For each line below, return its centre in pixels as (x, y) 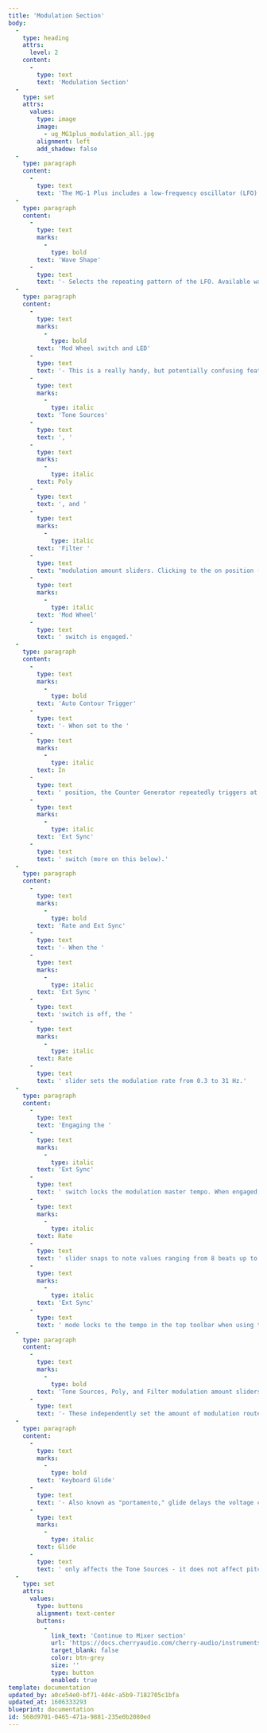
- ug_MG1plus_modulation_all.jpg (99, 134)
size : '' (65, 1665)
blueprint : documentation (51, 1710)
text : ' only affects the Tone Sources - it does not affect (140, 1569)
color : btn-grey (77, 1658)
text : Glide (57, 1547)
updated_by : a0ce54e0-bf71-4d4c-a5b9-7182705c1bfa (94, 1695)
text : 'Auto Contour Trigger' (87, 704)
